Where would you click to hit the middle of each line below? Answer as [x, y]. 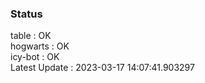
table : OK [31, 36]
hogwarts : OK [40, 46]
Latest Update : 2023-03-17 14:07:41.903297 [102, 68]
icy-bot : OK [35, 57]
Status [26, 14]
